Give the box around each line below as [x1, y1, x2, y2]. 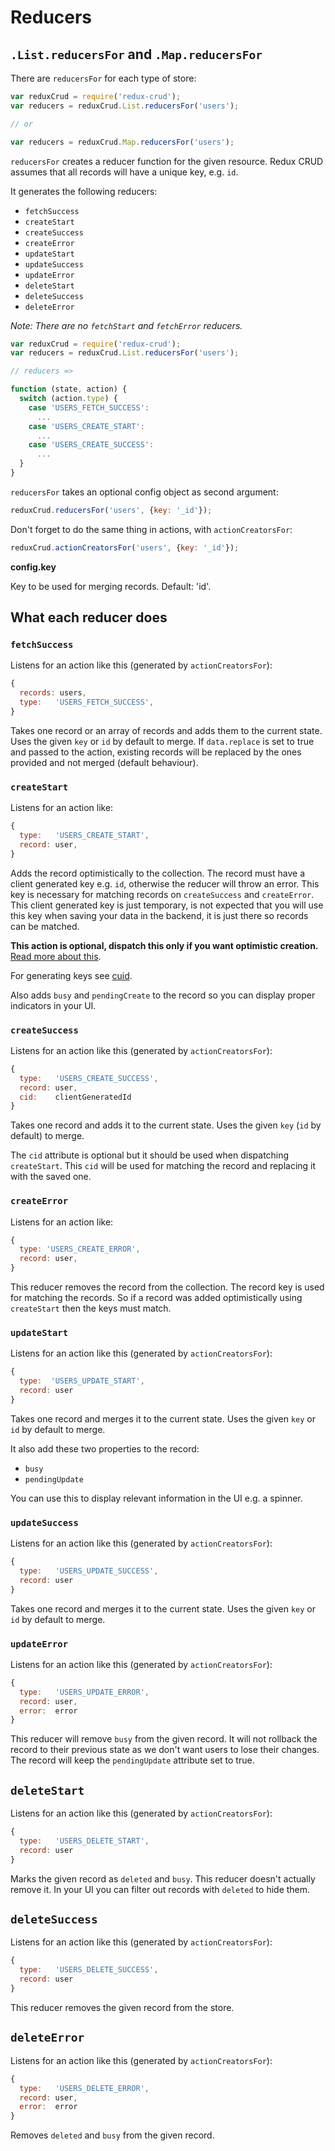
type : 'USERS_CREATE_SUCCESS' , [19, 1073, 159, 1083]
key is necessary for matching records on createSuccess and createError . [10, 888, 315, 900]
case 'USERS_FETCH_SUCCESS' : [28, 402, 150, 413]
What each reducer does [10, 609, 168, 626]
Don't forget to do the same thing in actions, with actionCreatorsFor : [10, 523, 293, 535]
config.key [10, 561, 57, 573]
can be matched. [10, 920, 80, 932]
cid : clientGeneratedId [19, 1092, 132, 1102]
